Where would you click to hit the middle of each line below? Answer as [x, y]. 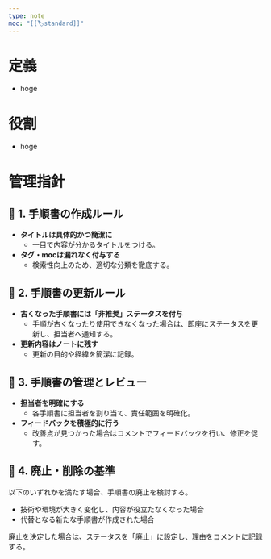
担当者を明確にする [52, 403]
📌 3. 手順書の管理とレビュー [78, 382]
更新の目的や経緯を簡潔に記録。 [85, 354]
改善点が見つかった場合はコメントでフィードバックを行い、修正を [142, 433]
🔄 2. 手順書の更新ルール [67, 292]
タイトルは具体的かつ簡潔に [66, 235]
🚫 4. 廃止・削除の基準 [62, 471]
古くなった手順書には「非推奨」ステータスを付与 [101, 314]
